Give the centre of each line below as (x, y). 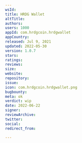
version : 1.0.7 (20, 51)
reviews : (14, 64)
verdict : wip (18, 101)
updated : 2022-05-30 (26, 46)
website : (14, 74)
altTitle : (15, 19)
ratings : (14, 60)
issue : (12, 83)
